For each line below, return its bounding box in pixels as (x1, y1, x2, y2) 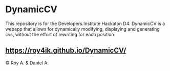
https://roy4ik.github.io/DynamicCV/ (5, 46, 126, 55)
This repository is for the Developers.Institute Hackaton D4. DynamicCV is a (5, 20, 165, 27)
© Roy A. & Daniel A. (5, 60, 49, 66)
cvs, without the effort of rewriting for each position (5, 31, 114, 37)
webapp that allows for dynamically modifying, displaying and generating (5, 26, 160, 32)
